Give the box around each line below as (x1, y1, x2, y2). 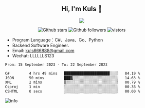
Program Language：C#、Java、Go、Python (12, 37, 103, 43)
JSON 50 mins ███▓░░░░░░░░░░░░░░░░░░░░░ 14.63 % (5, 75, 140, 80)
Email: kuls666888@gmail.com (12, 47, 74, 54)
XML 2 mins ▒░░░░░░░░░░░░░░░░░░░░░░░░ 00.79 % (5, 80, 140, 85)
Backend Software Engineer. (12, 42, 70, 48)
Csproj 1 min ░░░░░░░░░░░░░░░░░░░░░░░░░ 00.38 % (5, 85, 140, 90)
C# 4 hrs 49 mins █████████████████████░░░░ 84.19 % (5, 71, 140, 76)
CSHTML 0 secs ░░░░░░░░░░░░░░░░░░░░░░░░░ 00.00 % (5, 89, 140, 94)
